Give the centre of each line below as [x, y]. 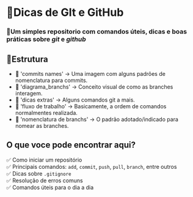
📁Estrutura [27, 59]
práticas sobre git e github [46, 39]
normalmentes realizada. [46, 113]
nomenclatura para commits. [51, 80]
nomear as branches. [42, 125]
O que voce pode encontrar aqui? [71, 145]
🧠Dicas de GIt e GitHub [65, 13]
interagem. [29, 93]
